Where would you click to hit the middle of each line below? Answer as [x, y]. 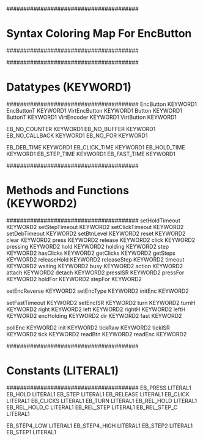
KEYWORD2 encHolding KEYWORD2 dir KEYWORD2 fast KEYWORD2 [94, 315]
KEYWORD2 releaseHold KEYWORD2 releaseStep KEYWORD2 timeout [95, 259]
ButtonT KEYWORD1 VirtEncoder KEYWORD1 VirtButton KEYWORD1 [92, 117]
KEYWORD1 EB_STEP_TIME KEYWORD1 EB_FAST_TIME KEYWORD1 [91, 154]
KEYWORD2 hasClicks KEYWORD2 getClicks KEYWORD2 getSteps [91, 253]
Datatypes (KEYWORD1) [69, 87]
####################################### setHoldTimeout [93, 221]
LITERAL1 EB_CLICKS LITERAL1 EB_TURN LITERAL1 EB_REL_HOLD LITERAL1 [102, 401]
